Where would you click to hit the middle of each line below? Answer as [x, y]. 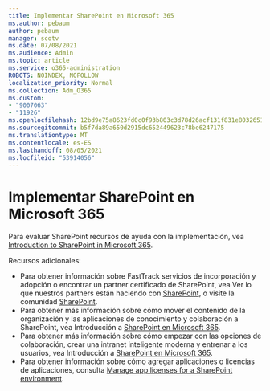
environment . [42, 379]
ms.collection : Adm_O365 [50, 90]
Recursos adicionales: [45, 261]
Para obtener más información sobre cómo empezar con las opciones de [141, 336]
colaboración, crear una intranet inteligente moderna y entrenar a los [134, 344]
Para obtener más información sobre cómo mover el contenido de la [133, 311]
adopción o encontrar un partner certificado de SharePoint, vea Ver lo [135, 285]
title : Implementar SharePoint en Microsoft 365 [91, 16]
